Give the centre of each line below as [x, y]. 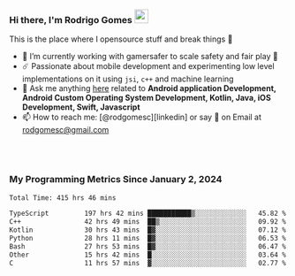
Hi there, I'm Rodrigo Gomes [71, 19]
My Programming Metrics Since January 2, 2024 [116, 180]
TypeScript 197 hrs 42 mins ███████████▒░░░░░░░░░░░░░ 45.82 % [148, 214]
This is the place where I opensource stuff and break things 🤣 [121, 39]
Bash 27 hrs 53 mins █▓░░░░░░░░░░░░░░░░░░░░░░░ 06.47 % [148, 246]
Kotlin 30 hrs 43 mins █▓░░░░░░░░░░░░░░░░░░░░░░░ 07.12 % [148, 230]
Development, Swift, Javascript [81, 107]
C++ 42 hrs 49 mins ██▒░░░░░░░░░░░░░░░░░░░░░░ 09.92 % [148, 222]
